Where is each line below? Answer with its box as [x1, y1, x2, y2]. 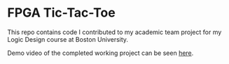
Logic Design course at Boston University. [7, 35, 128, 43]
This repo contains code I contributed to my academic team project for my [7, 28, 222, 36]
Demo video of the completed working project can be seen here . [7, 49, 194, 57]
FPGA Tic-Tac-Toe [7, 5, 116, 21]
